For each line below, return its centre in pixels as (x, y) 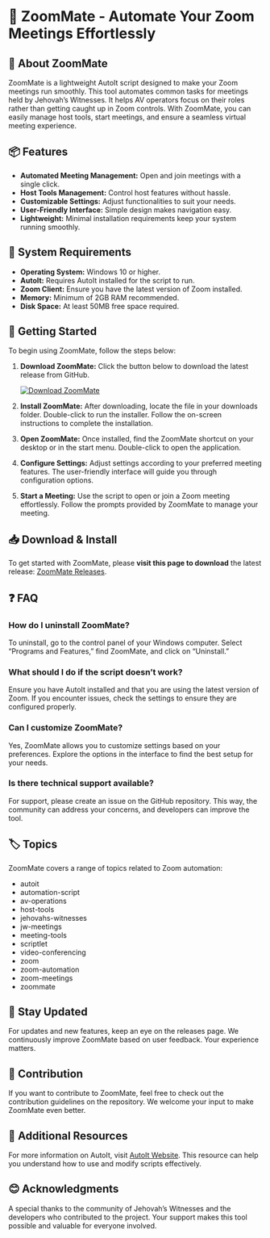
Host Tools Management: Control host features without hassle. (125, 192)
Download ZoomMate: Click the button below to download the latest (134, 366)
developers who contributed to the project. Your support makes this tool (128, 1217)
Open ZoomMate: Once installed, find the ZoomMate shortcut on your (137, 439)
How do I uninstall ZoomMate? (69, 625)
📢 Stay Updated (48, 1012)
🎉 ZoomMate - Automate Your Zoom (131, 17)
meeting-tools (43, 935)
